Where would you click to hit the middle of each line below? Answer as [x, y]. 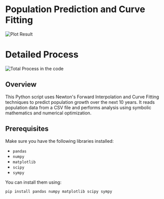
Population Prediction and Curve [75, 9]
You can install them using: [34, 182]
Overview [21, 85]
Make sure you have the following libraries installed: [60, 141]
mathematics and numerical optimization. [48, 113]
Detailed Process [42, 55]
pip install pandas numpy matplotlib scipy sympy [59, 191]
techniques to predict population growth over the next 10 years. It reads [80, 102]
